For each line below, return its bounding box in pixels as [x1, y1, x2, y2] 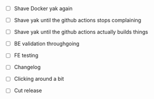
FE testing [13, 52, 39, 59]
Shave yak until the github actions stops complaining [13, 17, 142, 24]
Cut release [13, 87, 42, 94]
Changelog [13, 64, 41, 71]
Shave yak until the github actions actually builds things [13, 29, 149, 36]
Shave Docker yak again [13, 5, 73, 12]
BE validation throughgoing [13, 40, 80, 47]
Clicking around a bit [13, 76, 64, 83]
